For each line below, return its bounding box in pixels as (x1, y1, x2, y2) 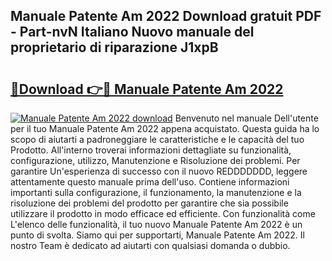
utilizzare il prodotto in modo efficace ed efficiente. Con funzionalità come (10, 208, 316, 219)
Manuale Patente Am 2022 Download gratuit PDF (10, 8, 322, 25)
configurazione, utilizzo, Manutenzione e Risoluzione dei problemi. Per (10, 155, 301, 166)
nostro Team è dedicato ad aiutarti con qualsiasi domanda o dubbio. (10, 240, 291, 251)
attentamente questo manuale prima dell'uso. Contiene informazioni (10, 176, 290, 188)
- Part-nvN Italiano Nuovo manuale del (10, 24, 255, 41)
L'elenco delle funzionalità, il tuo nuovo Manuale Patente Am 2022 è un (10, 219, 303, 230)
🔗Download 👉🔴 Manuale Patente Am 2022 (10, 80, 284, 98)
